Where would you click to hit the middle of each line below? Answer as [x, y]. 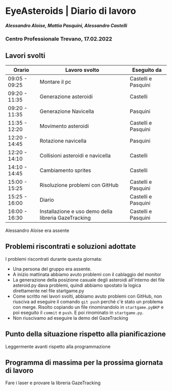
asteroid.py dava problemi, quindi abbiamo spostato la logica [77, 285]
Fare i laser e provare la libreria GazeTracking [53, 383]
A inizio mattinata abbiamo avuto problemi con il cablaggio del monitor [87, 274]
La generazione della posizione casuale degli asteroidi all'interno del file [89, 280]
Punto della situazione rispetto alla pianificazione [86, 334]
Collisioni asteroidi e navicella [75, 155]
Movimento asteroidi [64, 126]
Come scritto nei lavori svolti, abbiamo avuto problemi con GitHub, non [87, 296]
